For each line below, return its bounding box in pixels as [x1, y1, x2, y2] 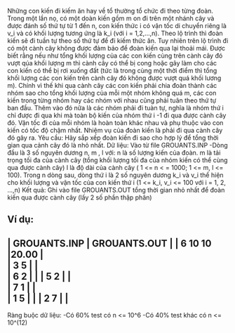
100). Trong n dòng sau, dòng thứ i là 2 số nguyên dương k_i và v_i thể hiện [7, 171, 224, 179]
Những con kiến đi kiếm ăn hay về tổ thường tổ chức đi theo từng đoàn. [7, 7, 214, 15]
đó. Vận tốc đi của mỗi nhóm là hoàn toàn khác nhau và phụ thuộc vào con [7, 119, 224, 126]
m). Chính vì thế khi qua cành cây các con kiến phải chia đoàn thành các [7, 81, 217, 89]
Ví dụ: [7, 214, 34, 226]
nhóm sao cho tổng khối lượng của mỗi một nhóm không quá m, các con [7, 89, 217, 97]
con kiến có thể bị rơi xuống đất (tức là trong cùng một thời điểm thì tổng [7, 67, 217, 74]
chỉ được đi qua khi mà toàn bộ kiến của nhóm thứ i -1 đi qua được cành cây [7, 111, 227, 119]
